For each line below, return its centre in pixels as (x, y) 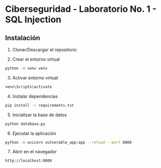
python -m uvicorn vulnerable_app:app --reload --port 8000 (69, 142)
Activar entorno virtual (35, 78)
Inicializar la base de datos (39, 115)
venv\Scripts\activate (28, 87)
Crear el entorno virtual (36, 59)
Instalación (23, 38)
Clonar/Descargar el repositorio (44, 50)
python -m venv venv (27, 68)
